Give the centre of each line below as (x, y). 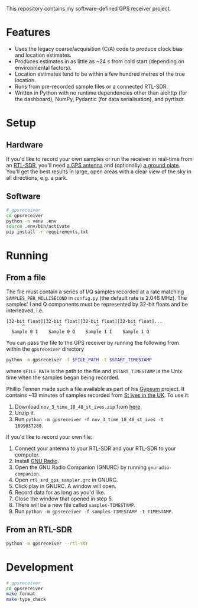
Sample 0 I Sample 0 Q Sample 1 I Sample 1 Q (80, 332)
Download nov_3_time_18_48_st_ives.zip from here (77, 407)
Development (40, 567)
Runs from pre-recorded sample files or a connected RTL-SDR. (91, 86)
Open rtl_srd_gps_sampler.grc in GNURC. (66, 480)
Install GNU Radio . (37, 461)
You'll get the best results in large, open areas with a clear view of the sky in (99, 172)
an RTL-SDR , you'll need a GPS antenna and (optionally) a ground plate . (93, 165)
